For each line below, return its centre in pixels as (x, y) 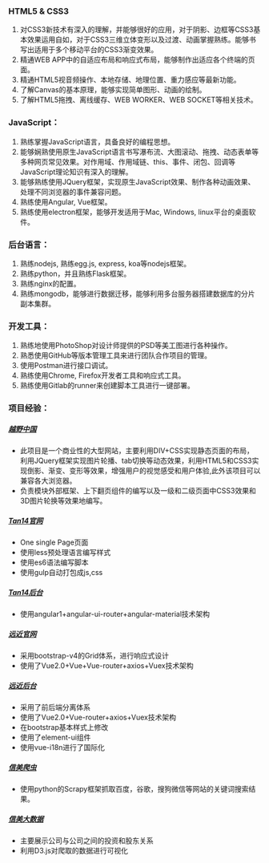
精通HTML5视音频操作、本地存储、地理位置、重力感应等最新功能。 (130, 80)
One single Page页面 (54, 542)
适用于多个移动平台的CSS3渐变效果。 (96, 50)
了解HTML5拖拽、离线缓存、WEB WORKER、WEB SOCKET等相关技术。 (139, 100)
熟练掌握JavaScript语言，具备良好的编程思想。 (97, 141)
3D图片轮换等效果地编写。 (63, 501)
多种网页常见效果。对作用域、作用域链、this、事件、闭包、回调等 (128, 161)
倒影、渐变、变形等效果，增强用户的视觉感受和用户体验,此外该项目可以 (144, 471)
